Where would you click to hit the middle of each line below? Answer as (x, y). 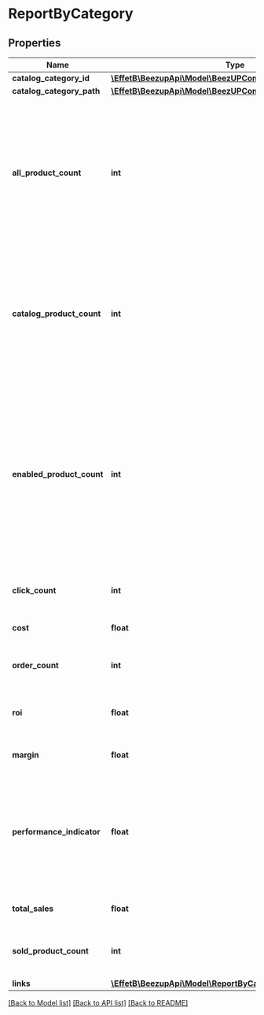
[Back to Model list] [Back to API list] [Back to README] (98, 1003)
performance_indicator (56, 832)
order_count (35, 665)
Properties (35, 43)
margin (26, 755)
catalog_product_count (57, 314)
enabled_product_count (58, 474)
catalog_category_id (51, 78)
